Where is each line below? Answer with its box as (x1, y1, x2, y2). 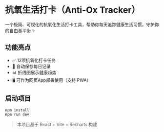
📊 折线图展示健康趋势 (12, 69, 57, 75)
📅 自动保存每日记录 (12, 63, 51, 69)
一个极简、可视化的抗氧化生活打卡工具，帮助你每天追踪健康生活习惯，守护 (5, 22, 155, 27)
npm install (5, 108, 29, 112)
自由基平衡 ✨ (9, 27, 36, 33)
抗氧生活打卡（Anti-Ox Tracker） (5, 4, 141, 16)
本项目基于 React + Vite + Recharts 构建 (17, 122, 98, 128)
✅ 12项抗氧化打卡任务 (12, 57, 56, 63)
